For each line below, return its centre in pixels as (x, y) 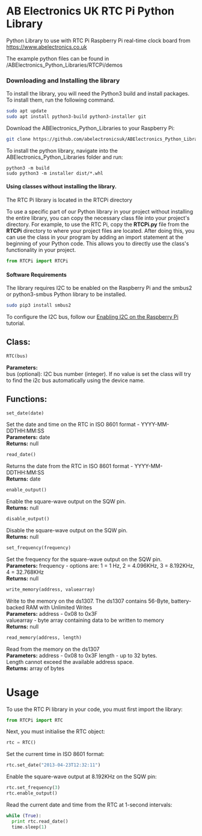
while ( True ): (24, 816)
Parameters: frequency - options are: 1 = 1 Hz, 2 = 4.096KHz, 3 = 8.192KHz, (100, 565)
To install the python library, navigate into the (62, 150)
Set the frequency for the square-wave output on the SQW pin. (84, 559)
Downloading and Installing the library (63, 81)
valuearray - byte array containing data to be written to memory (85, 620)
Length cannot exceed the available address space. (70, 662)
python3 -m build (28, 168)
